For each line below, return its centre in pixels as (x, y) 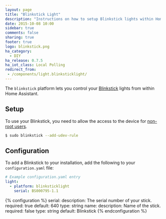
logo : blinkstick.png (27, 47)
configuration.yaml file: (29, 168)
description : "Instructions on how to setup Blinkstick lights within (79, 19)
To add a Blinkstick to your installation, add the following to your (70, 163)
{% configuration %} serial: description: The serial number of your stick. (79, 200)
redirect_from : (21, 70)
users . (21, 126)
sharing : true (20, 38)
